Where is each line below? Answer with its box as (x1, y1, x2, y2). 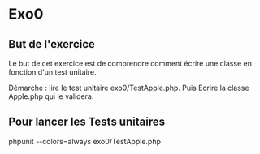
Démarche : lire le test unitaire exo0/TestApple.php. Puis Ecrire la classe (8, 83, 249, 92)
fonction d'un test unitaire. (8, 67, 97, 77)
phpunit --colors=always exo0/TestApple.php (8, 136, 161, 146)
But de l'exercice (8, 37, 96, 51)
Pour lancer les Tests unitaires (8, 115, 165, 129)
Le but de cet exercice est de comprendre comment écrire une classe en (8, 58, 252, 68)
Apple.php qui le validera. (8, 92, 94, 101)
